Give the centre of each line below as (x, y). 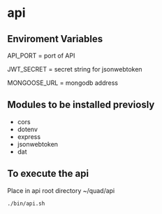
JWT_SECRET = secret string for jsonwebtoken (75, 69)
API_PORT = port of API (41, 55)
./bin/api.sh (26, 203)
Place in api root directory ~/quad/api (61, 190)
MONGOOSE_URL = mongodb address (63, 83)
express (29, 136)
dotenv (28, 129)
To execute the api (48, 174)
